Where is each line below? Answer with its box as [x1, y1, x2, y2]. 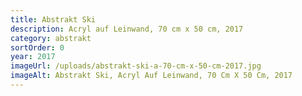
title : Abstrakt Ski [10, 14, 97, 25]
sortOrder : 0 [10, 42, 65, 53]
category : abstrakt [10, 33, 92, 43]
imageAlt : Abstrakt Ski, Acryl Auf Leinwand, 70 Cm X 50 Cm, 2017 [10, 71, 293, 81]
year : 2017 [10, 52, 56, 62]
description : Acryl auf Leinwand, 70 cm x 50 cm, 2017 [10, 24, 244, 34]
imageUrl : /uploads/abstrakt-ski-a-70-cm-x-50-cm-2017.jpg [10, 61, 262, 71]
